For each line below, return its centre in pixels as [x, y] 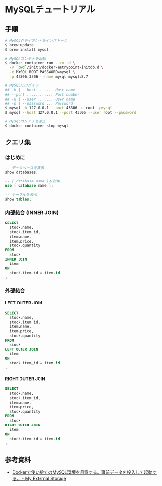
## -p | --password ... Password [39, 103]
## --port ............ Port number [42, 94]
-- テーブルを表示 [21, 195]
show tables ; [18, 199]
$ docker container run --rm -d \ [40, 63]
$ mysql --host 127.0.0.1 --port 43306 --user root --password [71, 113]
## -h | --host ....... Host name [40, 90]
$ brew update [20, 45]
